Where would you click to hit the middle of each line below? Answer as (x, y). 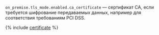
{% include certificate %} (32, 27)
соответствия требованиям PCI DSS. (45, 18)
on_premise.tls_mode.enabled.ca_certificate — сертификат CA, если (80, 7)
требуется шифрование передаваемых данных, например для (73, 12)
